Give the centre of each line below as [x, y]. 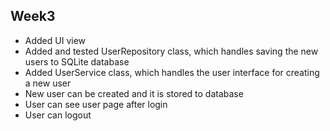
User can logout [58, 115]
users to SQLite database [77, 61]
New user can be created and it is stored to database [134, 93]
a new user [48, 83]
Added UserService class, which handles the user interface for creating [172, 72]
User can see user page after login [96, 104]
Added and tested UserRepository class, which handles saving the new [171, 51]
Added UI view [55, 40]
